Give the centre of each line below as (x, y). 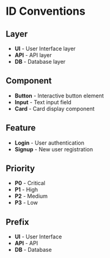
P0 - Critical (30, 183)
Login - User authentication (50, 143)
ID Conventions (46, 11)
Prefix (17, 222)
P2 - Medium (31, 196)
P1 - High (26, 190)
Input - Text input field (43, 102)
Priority (20, 169)
